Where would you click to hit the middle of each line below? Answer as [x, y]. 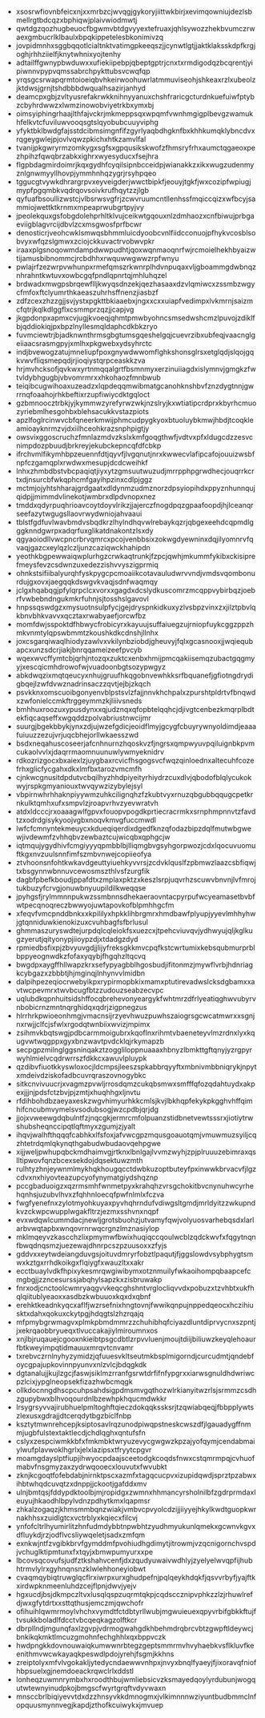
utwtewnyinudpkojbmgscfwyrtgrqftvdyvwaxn [91, 1688]
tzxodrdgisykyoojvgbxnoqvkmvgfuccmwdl [86, 820]
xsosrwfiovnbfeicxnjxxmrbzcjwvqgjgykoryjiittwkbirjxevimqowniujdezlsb [134, 12]
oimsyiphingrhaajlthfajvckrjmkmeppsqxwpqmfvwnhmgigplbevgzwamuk [135, 114]
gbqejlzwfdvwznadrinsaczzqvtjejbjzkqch [83, 684]
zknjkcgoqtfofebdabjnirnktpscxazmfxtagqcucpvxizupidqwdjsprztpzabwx [136, 1475]
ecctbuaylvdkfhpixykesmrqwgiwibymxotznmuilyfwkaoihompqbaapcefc [133, 1271]
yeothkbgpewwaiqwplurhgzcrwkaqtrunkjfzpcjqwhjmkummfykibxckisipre [136, 556]
